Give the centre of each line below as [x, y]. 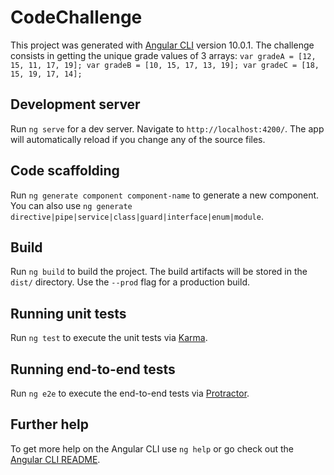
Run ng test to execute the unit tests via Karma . [109, 338]
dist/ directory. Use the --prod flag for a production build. [130, 282]
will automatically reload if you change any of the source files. [138, 139]
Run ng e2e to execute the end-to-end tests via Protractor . [130, 393]
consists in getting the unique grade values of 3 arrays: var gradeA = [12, [163, 55]
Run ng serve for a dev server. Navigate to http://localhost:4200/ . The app [167, 128]
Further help [50, 424]
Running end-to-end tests [93, 369]
